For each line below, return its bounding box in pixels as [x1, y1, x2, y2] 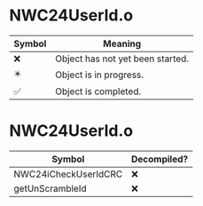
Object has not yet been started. [54, 52, 189, 65]
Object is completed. [54, 85, 142, 98]
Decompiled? [131, 153, 189, 165]
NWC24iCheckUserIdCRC [13, 168, 123, 180]
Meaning [103, 37, 142, 50]
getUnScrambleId [13, 182, 87, 194]
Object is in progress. [54, 68, 144, 81]
